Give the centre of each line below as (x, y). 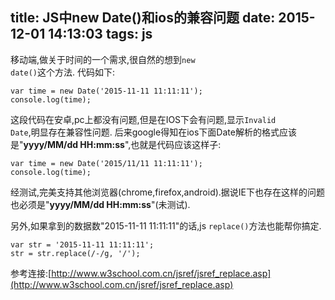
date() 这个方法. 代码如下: (62, 72)
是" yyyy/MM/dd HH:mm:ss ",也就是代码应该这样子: (116, 144)
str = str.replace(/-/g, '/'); (75, 253)
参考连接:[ (31, 273)
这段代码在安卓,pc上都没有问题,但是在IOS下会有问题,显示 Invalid (143, 119)
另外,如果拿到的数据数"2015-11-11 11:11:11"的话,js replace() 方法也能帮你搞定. (166, 225)
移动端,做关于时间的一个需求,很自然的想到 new (103, 59)
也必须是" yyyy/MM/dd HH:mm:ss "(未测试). (100, 204)
